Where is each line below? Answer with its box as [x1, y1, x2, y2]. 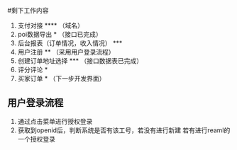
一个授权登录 [17, 134, 55, 143]
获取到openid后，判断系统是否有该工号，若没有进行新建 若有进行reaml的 [17, 126, 231, 134]
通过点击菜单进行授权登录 [17, 117, 93, 125]
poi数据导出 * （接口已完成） [17, 30, 103, 38]
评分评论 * [17, 66, 48, 74]
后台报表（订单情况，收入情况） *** [17, 39, 123, 47]
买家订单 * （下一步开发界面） [17, 74, 106, 83]
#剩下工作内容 [7, 6, 49, 14]
